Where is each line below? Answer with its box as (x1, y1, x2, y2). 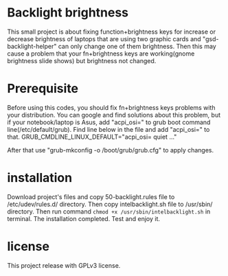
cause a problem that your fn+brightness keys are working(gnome (7, 49, 195, 58)
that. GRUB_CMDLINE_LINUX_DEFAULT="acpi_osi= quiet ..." (7, 133, 177, 141)
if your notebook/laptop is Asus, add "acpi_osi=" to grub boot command (7, 118, 211, 126)
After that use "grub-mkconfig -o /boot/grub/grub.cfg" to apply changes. (7, 146, 214, 154)
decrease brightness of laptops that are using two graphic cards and (7, 34, 201, 43)
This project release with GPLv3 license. (7, 261, 121, 269)
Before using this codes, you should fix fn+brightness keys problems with (7, 103, 216, 111)
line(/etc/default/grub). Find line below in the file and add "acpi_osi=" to (7, 125, 210, 133)
